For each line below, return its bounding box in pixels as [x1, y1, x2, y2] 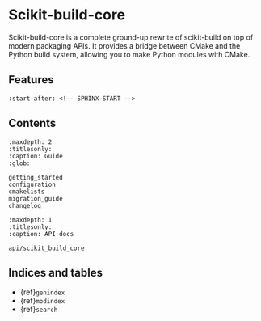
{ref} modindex [19, 296, 65, 306]
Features [8, 73, 54, 87]
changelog [8, 201, 42, 209]
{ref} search [19, 305, 58, 315]
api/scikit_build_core [8, 244, 85, 252]
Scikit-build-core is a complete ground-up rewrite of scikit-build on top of [8, 32, 254, 42]
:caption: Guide [8, 152, 63, 160]
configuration [8, 180, 57, 188]
